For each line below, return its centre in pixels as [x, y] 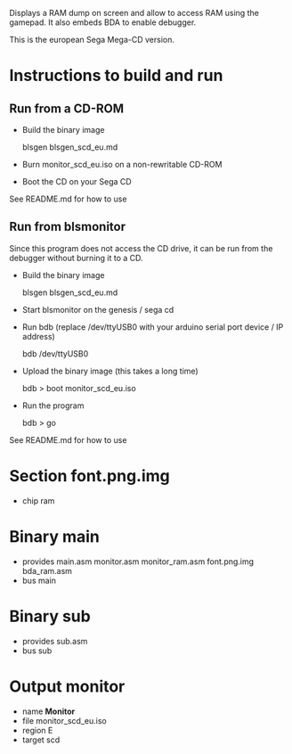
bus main [39, 580]
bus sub [37, 651]
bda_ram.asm [47, 570]
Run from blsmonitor [68, 227]
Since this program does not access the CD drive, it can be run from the [141, 248]
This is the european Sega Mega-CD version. [92, 40]
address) [38, 336]
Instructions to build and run [116, 76]
